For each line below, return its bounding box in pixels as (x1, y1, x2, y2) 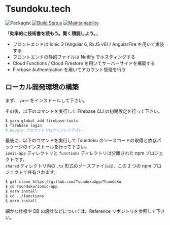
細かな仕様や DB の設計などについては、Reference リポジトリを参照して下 (5, 208, 161, 214)
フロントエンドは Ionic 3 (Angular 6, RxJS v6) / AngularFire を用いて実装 (12, 41, 164, 47)
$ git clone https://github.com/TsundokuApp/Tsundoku (5, 179, 122, 184)
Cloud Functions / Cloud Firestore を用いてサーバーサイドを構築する (12, 60, 156, 66)
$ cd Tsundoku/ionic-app (5, 184, 58, 189)
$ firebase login (5, 123, 42, 128)
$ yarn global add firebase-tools (5, 118, 79, 123)
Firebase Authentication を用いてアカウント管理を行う (12, 67, 126, 73)
